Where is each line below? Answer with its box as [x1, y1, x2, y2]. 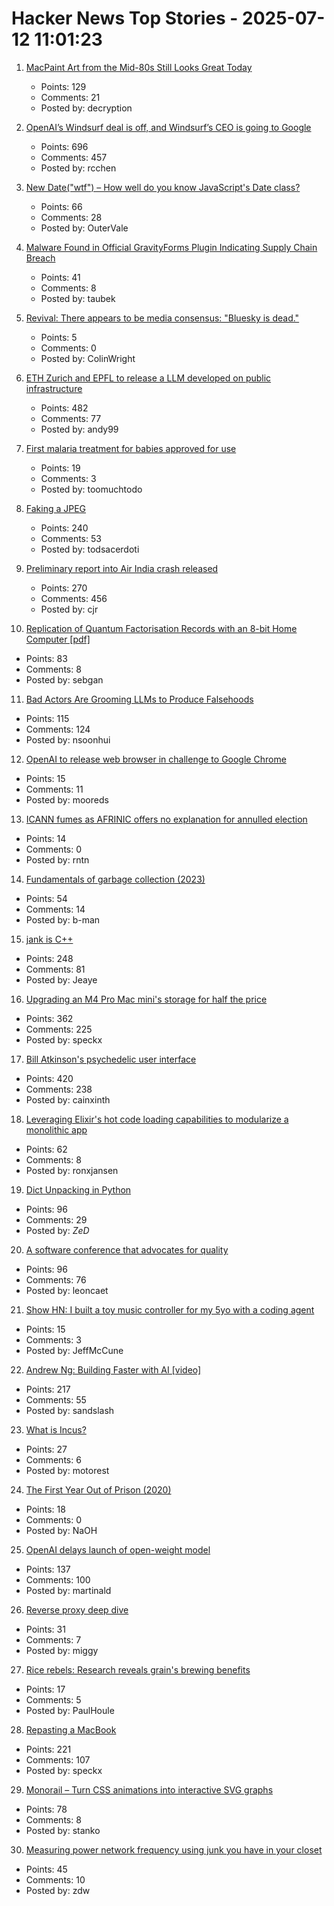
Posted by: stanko [25, 1824, 101, 1836]
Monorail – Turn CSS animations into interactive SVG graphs [25, 1783, 274, 1796]
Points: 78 [25, 1803, 68, 1815]
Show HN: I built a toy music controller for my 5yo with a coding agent [25, 1303, 315, 1316]
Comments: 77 [40, 412, 102, 424]
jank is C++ [25, 933, 74, 945]
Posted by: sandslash [25, 1404, 115, 1416]
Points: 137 [25, 1563, 71, 1575]
